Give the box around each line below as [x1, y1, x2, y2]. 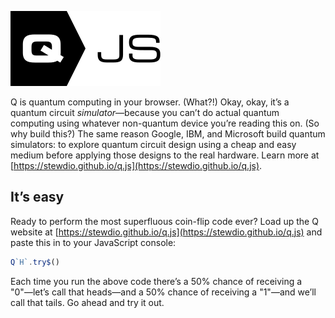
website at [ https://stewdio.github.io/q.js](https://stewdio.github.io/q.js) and [10, 226, 323, 238]
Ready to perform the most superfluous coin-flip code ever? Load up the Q [10, 215, 319, 227]
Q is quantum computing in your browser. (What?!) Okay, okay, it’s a [10, 96, 290, 108]
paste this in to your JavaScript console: [10, 236, 177, 248]
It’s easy [10, 189, 65, 206]
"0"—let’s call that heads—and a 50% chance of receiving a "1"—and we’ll [10, 286, 317, 298]
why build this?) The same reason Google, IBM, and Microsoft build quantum [10, 128, 326, 140]
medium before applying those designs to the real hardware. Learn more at [10, 149, 320, 161]
